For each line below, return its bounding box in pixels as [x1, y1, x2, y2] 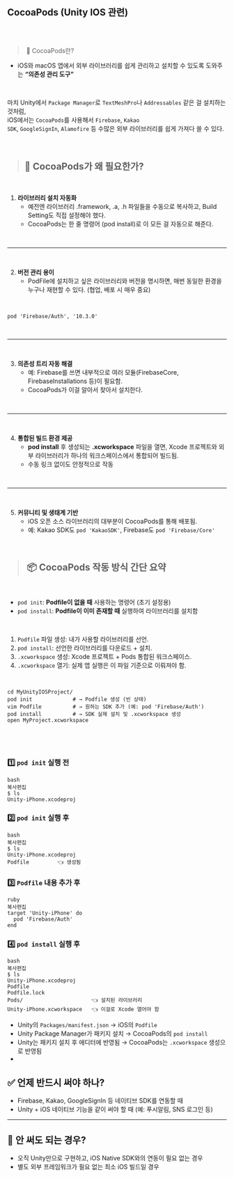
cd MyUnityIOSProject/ [7, 688, 73, 695]
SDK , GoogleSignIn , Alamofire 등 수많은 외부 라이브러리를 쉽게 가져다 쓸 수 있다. [7, 125, 224, 133]
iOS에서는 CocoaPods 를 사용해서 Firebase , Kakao [7, 116, 140, 124]
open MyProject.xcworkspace [7, 717, 89, 724]
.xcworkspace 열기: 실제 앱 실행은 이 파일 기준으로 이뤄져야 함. [17, 661, 187, 669]
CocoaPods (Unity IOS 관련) [7, 6, 129, 19]
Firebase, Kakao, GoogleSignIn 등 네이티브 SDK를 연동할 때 [17, 1096, 183, 1105]
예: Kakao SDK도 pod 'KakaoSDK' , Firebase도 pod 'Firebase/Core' [27, 526, 215, 534]
